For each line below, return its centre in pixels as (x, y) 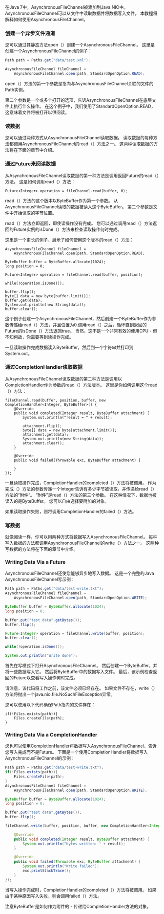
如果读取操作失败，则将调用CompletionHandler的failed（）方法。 (71, 511)
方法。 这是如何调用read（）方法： (40, 181)
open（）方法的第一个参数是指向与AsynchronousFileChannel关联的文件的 (79, 83)
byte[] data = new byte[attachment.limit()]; (70, 430)
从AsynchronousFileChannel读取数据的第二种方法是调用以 (63, 379)
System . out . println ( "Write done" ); (41, 656)
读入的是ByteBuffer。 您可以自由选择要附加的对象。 (57, 501)
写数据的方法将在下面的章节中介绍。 (41, 549)
